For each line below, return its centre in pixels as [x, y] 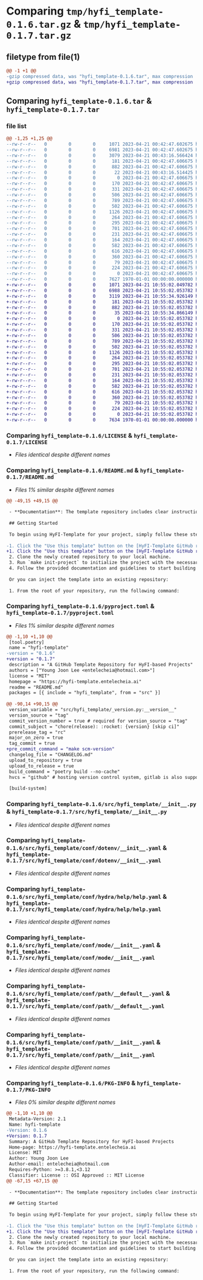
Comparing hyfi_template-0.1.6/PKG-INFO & [71, 1083]
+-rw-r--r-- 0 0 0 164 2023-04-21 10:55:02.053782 [100, 380]
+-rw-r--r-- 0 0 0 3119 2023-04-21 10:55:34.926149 [100, 296]
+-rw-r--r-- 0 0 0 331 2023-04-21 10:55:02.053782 [100, 330]
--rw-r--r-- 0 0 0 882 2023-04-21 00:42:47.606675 [100, 167]
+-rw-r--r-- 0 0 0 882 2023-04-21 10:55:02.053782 [100, 307]
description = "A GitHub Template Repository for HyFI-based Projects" [101, 665]
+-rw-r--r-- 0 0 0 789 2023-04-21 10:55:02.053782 [100, 341]
